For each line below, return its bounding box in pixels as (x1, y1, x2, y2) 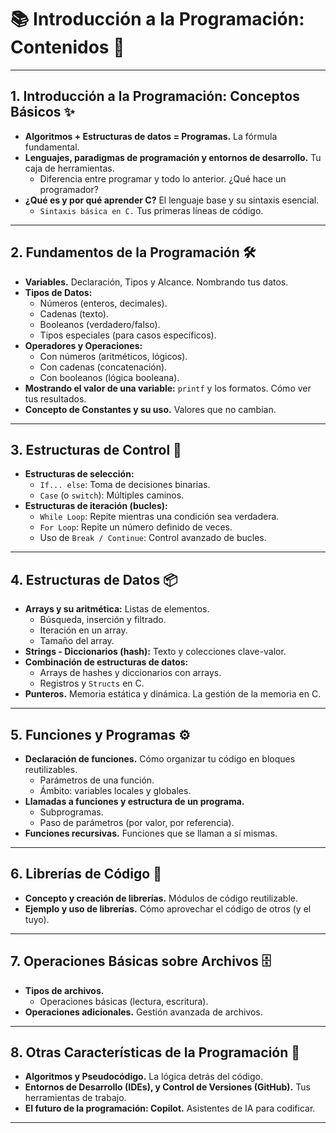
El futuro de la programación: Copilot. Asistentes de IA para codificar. (24, 1102, 316, 1115)
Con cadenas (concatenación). (39, 361, 168, 373)
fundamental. (24, 141, 80, 153)
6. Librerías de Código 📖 (10, 866, 162, 883)
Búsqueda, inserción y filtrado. (39, 614, 167, 626)
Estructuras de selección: (24, 468, 135, 480)
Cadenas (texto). (39, 307, 110, 320)
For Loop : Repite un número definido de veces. (39, 521, 233, 533)
